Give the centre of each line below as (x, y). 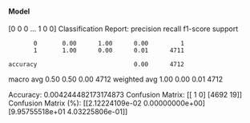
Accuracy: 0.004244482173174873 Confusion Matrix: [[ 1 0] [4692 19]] (125, 95)
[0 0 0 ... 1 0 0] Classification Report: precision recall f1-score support (123, 29)
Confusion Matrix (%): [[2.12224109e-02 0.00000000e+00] (107, 103)
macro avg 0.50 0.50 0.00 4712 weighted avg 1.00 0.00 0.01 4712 (115, 79)
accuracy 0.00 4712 (96, 65)
